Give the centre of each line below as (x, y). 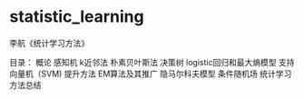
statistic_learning (77, 17)
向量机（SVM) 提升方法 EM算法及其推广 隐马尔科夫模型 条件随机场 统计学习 (151, 74)
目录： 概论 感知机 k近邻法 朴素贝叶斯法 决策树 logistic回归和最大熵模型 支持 (152, 62)
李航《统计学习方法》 (49, 43)
